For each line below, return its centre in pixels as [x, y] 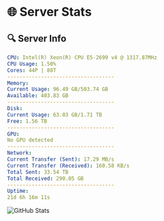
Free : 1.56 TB [27, 121]
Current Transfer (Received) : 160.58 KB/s [68, 166]
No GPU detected [30, 140]
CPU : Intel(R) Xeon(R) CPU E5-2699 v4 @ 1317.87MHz [82, 57]
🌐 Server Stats [50, 12]
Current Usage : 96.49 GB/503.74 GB [58, 90]
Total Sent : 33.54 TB [38, 172]
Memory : [18, 83]
